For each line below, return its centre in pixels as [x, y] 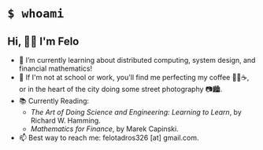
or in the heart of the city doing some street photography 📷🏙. [120, 89]
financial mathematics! [56, 68]
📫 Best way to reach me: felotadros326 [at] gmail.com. [109, 137]
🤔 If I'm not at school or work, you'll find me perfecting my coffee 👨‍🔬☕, [134, 77]
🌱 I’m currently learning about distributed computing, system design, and [137, 60]
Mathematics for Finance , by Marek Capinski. [104, 129]
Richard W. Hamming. [66, 121]
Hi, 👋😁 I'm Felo [43, 41]
